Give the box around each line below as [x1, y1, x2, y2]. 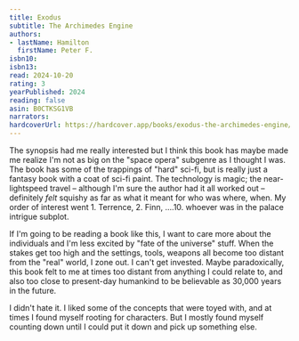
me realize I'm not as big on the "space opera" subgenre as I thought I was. [9, 155, 287, 165]
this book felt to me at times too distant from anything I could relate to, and [9, 266, 283, 277]
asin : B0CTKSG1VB [9, 104, 74, 113]
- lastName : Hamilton [9, 37, 90, 47]
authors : [9, 29, 42, 38]
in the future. [9, 286, 57, 296]
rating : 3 [9, 79, 46, 88]
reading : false [9, 95, 66, 105]
